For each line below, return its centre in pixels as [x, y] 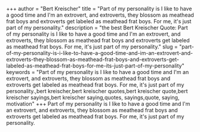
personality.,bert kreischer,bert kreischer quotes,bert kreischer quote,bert [97, 91]
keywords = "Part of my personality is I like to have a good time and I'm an [98, 72]
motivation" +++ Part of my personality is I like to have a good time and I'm [98, 104]
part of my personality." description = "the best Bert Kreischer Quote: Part [97, 27]
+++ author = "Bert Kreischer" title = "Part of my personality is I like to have [99, 9]
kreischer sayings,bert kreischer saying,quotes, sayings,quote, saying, [93, 97]
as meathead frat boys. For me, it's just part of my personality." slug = [92, 47]
